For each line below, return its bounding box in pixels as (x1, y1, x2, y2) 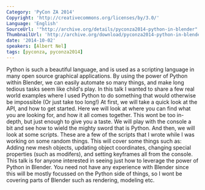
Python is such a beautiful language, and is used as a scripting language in (6, 66, 195, 73)
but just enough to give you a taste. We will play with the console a (24, 118, 192, 125)
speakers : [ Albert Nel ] (6, 44, 67, 50)
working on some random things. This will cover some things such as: (6, 137, 182, 145)
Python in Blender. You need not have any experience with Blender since (6, 163, 189, 170)
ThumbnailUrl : (6, 32, 43, 38)
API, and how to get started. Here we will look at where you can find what (6, 105, 191, 112)
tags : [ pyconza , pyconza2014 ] (6, 49, 84, 55)
